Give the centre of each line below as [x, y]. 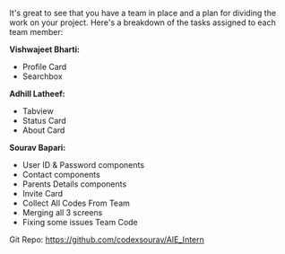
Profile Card [44, 67]
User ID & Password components [83, 165]
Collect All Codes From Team [76, 203]
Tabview [38, 111]
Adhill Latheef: [37, 94]
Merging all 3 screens [62, 213]
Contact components [61, 175]
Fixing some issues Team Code [80, 222]
